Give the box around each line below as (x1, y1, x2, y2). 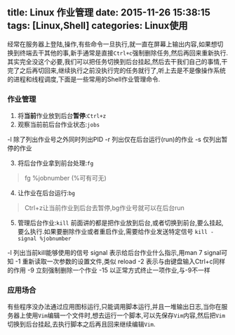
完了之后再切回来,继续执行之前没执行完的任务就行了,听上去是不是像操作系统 (7, 66, 227, 74)
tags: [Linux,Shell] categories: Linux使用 (7, 20, 188, 32)
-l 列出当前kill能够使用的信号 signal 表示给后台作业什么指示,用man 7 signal (7, 249, 222, 257)
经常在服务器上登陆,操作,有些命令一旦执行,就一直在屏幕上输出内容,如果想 (7, 39, 217, 48)
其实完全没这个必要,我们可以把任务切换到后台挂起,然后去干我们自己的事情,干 (7, 57, 228, 65)
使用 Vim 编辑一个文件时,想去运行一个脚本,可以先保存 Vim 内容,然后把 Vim (25, 311, 226, 320)
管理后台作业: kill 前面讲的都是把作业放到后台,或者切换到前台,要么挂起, (17, 218, 224, 227)
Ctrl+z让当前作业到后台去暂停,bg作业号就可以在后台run (24, 204, 184, 212)
